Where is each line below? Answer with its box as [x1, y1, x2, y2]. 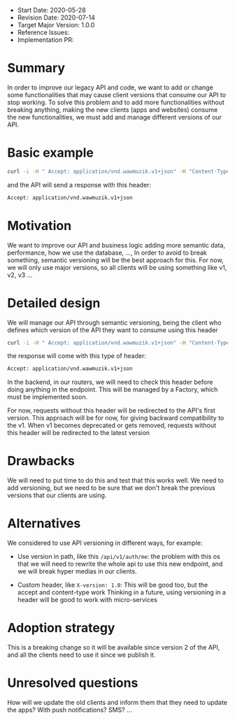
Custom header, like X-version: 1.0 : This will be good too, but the [17, 580, 208, 590]
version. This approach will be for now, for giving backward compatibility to [7, 414, 225, 422]
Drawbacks [7, 453, 75, 469]
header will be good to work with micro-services [17, 596, 157, 604]
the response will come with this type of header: [7, 352, 147, 360]
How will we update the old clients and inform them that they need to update [7, 699, 227, 706]
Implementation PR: [17, 36, 74, 44]
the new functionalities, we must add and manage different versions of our [7, 113, 222, 121]
